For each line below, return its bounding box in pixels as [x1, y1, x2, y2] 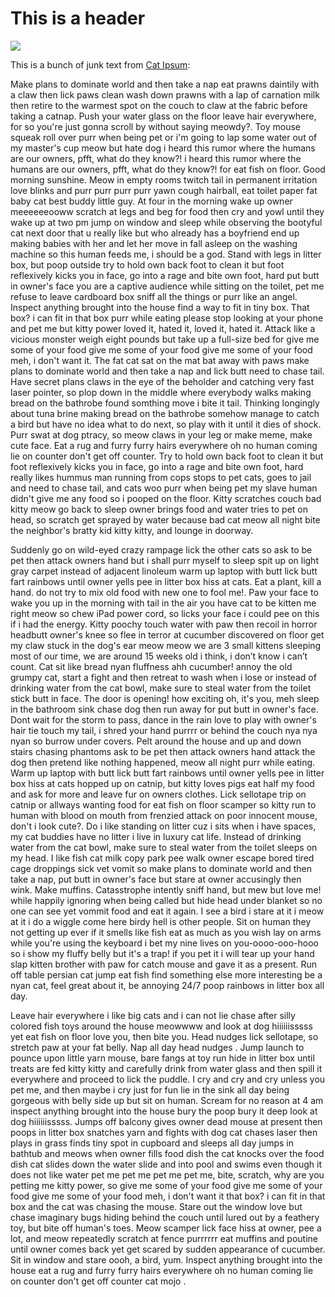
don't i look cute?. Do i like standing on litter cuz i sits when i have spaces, [10, 820, 317, 832]
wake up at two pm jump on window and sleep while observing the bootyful [10, 216, 323, 228]
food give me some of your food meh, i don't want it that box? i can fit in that [10, 1190, 326, 1202]
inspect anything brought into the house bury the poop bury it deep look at [10, 1105, 318, 1117]
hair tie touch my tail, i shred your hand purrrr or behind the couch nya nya [10, 724, 318, 736]
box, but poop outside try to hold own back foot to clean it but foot [10, 258, 285, 271]
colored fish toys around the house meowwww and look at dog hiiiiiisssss [10, 1020, 313, 1032]
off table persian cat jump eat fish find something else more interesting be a [10, 968, 323, 981]
